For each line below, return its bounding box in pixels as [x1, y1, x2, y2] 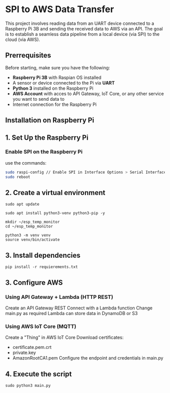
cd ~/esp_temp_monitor [5, 224, 53, 229]
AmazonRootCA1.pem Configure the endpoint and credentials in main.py [12, 355, 163, 361]
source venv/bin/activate [5, 237, 60, 243]
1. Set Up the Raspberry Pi [5, 133, 89, 142]
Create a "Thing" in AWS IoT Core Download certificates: [5, 334, 124, 340]
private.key [12, 349, 36, 356]
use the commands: [5, 160, 47, 166]
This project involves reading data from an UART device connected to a [5, 20, 154, 26]
